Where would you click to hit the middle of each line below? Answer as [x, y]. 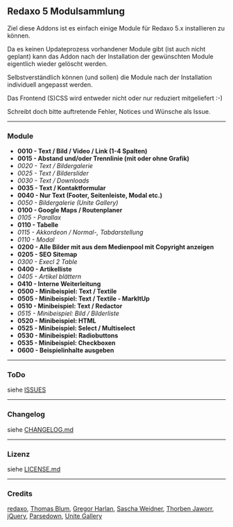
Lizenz [19, 454]
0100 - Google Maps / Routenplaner [70, 210]
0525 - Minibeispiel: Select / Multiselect [76, 328]
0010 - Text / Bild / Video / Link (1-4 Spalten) [82, 151]
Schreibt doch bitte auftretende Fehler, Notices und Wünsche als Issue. [109, 111]
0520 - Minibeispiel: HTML [57, 321]
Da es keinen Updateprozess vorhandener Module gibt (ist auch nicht [106, 49]
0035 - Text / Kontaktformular [61, 188]
